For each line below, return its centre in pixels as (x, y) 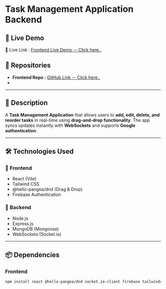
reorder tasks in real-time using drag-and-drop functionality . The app (78, 120)
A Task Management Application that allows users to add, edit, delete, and (83, 115)
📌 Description (26, 103)
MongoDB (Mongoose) (36, 229)
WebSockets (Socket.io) (37, 234)
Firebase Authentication (37, 195)
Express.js (23, 224)
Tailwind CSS (26, 184)
